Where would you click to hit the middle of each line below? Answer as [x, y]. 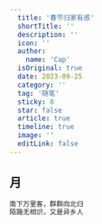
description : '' [48, 34]
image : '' [36, 135]
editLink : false [48, 144]
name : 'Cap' [48, 60]
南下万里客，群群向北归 [46, 204]
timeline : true [46, 127]
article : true [44, 118]
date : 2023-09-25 [50, 77]
